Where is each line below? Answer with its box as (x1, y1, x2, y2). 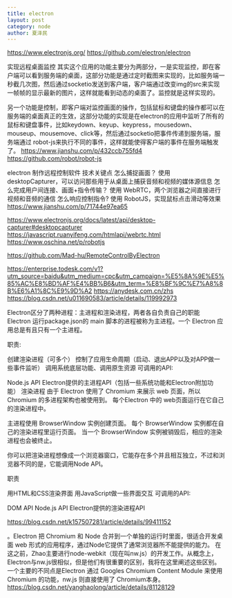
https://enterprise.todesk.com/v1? (7, 264, 104, 273)
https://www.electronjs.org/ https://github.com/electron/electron (7, 48, 191, 57)
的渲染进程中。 (7, 404, 50, 413)
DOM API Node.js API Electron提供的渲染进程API (7, 504, 146, 512)
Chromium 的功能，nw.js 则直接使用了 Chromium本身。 (7, 575, 164, 583)
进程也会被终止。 (7, 437, 56, 445)
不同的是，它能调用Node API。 (19, 460, 107, 468)
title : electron (7, 10, 54, 17)
